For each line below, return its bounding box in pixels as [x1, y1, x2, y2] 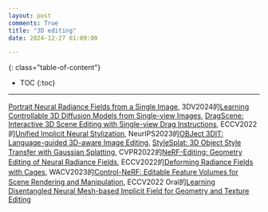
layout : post [8, 11, 52, 20]
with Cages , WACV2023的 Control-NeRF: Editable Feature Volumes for [8, 167, 239, 177]
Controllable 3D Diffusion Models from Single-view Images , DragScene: [8, 111, 244, 120]
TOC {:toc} [19, 78, 56, 88]
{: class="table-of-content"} [8, 63, 101, 73]
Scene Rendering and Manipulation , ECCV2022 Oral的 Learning [8, 177, 215, 187]
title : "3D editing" [8, 26, 77, 34]
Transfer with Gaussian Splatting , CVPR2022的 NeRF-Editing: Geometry [8, 147, 243, 157]
